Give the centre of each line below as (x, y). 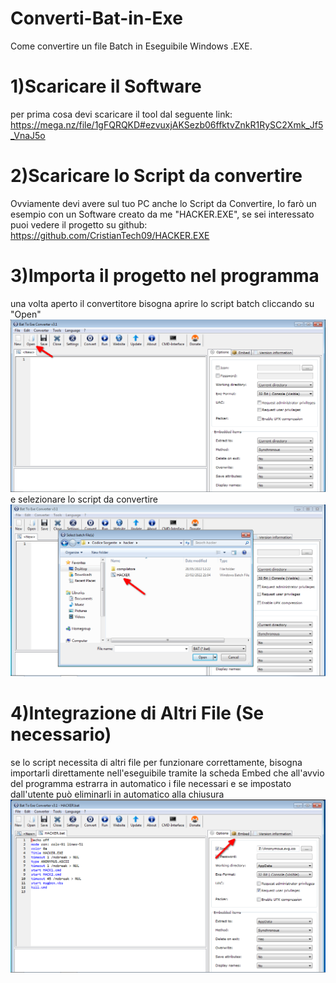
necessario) (61, 734)
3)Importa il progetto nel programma (165, 276)
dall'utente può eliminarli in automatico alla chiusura (117, 794)
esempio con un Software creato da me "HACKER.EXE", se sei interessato (162, 214)
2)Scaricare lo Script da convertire (156, 176)
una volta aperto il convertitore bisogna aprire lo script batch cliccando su (162, 303)
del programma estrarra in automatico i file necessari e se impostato (151, 783)
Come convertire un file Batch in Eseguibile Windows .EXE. (131, 46)
